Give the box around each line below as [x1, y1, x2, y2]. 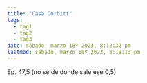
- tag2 [13, 29, 32, 37]
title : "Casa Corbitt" [7, 10, 72, 17]
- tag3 [13, 36, 32, 43]
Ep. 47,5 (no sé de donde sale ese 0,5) [7, 67, 117, 76]
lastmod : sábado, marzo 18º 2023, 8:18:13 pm [7, 49, 140, 56]
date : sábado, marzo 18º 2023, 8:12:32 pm [7, 42, 131, 49]
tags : [7, 17, 23, 24]
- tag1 [13, 23, 32, 30]
